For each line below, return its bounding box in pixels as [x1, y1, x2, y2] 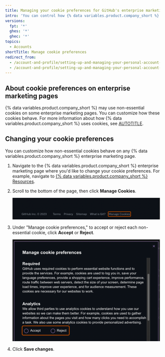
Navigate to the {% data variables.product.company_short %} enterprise [12, 163, 159, 169]
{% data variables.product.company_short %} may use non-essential [5, 105, 145, 111]
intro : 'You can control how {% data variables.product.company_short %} [5, 13, 160, 18]
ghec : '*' [9, 34, 29, 39]
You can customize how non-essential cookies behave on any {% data [5, 148, 148, 154]
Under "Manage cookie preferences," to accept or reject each [12, 224, 137, 230]
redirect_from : [5, 55, 36, 60]
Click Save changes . [12, 346, 55, 352]
